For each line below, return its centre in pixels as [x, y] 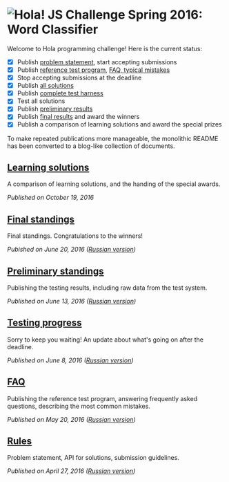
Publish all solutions [46, 86]
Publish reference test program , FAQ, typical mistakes [93, 70]
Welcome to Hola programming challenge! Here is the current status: [104, 48]
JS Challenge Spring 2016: [126, 15]
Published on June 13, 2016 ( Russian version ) [72, 301]
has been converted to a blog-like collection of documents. [91, 146]
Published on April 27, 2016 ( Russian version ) [71, 471]
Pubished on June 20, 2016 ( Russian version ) [72, 250]
